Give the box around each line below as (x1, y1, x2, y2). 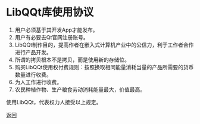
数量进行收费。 (14, 71, 52, 78)
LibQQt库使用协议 (6, 5, 94, 19)
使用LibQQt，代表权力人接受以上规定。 (6, 98, 102, 106)
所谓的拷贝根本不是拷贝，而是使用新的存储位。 (14, 56, 130, 63)
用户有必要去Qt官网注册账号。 (14, 33, 89, 41)
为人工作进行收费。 (14, 78, 62, 85)
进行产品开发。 (14, 48, 52, 55)
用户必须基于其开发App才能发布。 (14, 26, 98, 33)
